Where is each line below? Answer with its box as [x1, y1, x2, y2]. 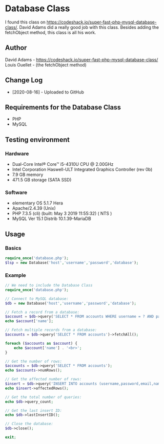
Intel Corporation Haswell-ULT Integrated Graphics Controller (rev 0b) [12, 167, 153, 173]
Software [5, 189, 28, 196]
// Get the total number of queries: [5, 395, 82, 400]
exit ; [5, 435, 16, 440]
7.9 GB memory [12, 172, 43, 178]
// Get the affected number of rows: [5, 377, 82, 382]
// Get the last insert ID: [5, 408, 62, 413]
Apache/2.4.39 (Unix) [12, 205, 56, 211]
